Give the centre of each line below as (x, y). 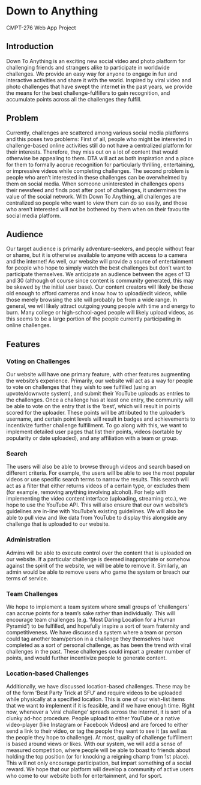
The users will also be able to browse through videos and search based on (98, 467)
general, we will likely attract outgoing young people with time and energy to (100, 306)
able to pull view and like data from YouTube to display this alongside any (97, 518)
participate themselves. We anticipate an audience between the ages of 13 (98, 274)
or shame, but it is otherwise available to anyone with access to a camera (97, 255)
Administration (28, 540)
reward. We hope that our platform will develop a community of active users (100, 769)
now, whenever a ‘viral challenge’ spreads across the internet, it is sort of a (99, 712)
